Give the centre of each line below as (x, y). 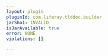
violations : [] (25, 39)
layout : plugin (25, 11)
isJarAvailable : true (33, 28)
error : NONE (21, 34)
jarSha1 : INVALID (28, 22)
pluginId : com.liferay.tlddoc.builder (54, 17)
